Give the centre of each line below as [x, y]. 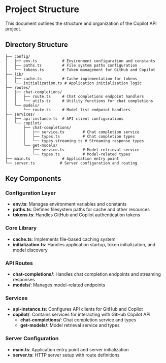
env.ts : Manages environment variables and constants [70, 204]
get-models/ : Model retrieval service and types [70, 325]
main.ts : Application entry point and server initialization [71, 349]
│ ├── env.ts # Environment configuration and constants [80, 61]
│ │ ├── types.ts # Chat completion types [70, 136]
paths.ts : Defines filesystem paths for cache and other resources [81, 210]
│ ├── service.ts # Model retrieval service [72, 150]
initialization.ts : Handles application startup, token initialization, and [84, 244]
